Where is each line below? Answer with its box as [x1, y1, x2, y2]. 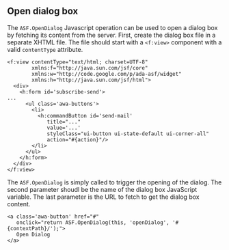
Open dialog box [7, 5, 79, 17]
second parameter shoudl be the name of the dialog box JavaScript [7, 185, 198, 193]
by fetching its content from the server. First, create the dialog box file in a [7, 31, 216, 39]
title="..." [46, 118, 81, 125]
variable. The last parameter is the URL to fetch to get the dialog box [7, 193, 200, 201]
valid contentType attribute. [7, 45, 83, 53]
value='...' [46, 124, 81, 131]
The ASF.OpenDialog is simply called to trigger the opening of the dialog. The [7, 178, 222, 186]
